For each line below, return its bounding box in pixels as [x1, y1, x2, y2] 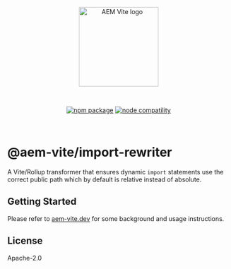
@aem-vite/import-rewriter [7, 145, 172, 160]
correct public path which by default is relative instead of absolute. [7, 175, 202, 184]
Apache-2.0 [7, 253, 42, 262]
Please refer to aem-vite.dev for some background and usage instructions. [7, 214, 225, 222]
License [7, 235, 43, 247]
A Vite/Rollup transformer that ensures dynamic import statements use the [7, 167, 224, 176]
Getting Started [7, 196, 77, 208]
